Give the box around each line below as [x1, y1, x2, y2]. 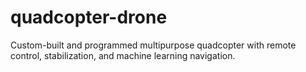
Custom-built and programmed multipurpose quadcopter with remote [10, 39, 297, 51]
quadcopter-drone [10, 6, 168, 29]
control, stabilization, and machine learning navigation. [10, 49, 236, 61]
